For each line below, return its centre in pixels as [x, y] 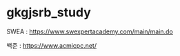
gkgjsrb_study [49, 13]
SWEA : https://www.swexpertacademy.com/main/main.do [90, 31]
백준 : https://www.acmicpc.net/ [52, 45]
